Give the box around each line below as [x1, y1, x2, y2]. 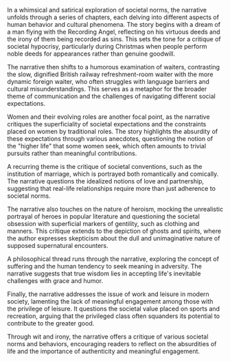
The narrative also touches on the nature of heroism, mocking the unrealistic [7, 205, 224, 213]
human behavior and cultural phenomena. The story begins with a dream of [7, 21, 221, 28]
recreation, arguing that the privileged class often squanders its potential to [7, 312, 220, 320]
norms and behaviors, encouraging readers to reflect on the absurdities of [7, 340, 217, 348]
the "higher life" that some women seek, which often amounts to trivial [7, 142, 207, 150]
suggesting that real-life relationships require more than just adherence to [7, 185, 216, 192]
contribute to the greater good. [7, 319, 95, 327]
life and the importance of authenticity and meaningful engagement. [7, 347, 200, 355]
